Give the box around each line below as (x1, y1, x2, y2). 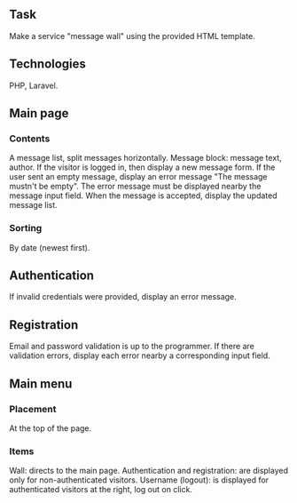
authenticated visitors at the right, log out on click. (9, 484, 193, 495)
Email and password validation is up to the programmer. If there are (9, 341, 254, 352)
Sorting (9, 222, 43, 235)
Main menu (9, 376, 73, 391)
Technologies (9, 57, 87, 72)
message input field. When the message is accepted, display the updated (9, 190, 277, 201)
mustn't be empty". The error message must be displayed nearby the (9, 181, 262, 192)
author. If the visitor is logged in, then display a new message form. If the (9, 162, 276, 172)
